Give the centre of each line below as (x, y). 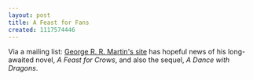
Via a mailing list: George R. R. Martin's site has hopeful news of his (117, 52)
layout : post (29, 15)
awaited (21, 60)
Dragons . (23, 68)
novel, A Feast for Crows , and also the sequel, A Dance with (132, 60)
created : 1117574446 (42, 30)
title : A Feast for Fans (49, 23)
